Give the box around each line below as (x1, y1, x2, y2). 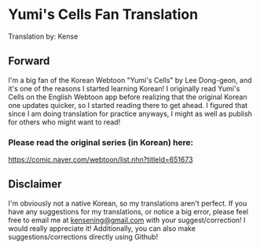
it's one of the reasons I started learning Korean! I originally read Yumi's (8, 84, 240, 93)
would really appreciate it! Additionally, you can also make (8, 223, 196, 233)
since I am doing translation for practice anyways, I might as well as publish (8, 109, 253, 118)
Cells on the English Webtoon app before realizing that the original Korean (8, 92, 247, 102)
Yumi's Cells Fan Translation (8, 6, 199, 24)
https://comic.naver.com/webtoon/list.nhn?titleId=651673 (8, 155, 194, 165)
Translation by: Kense (8, 32, 79, 41)
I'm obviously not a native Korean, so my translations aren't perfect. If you (8, 199, 247, 208)
